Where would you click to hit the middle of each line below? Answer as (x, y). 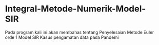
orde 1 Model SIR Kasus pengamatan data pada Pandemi (62, 37)
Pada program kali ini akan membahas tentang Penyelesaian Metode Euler (79, 32)
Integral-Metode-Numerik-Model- (76, 9)
